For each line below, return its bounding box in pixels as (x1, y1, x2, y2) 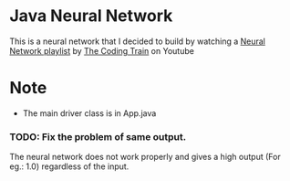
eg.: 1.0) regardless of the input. (9, 161, 129, 172)
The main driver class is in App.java (22, 107, 157, 119)
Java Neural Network (9, 5, 173, 27)
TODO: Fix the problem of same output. (9, 130, 187, 143)
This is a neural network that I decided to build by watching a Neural (9, 36, 266, 47)
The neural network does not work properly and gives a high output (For (9, 152, 281, 163)
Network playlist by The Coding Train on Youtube (9, 45, 194, 56)
